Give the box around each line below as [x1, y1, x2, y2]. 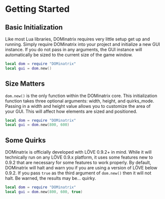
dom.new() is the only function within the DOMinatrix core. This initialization [5, 93, 157, 99]
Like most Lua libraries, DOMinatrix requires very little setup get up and [5, 36, 150, 42]
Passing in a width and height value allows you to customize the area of [5, 103, 151, 109]
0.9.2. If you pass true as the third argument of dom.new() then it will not [5, 170, 152, 176]
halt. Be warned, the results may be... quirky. [5, 175, 96, 181]
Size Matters [5, 80, 45, 88]
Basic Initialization [5, 23, 63, 32]
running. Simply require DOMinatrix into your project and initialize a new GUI [5, 41, 161, 47]
